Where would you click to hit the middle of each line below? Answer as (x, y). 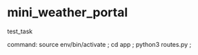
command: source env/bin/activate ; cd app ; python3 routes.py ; (99, 44)
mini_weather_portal (68, 13)
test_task (20, 31)
